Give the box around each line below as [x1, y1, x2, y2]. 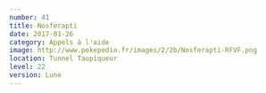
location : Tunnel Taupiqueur [9, 54, 118, 63]
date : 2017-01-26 [9, 29, 74, 38]
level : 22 [9, 63, 46, 72]
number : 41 [9, 12, 50, 22]
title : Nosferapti [9, 21, 78, 30]
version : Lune [9, 71, 62, 80]
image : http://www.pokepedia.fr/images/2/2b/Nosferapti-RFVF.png [9, 46, 257, 55]
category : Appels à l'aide [9, 37, 110, 47]
